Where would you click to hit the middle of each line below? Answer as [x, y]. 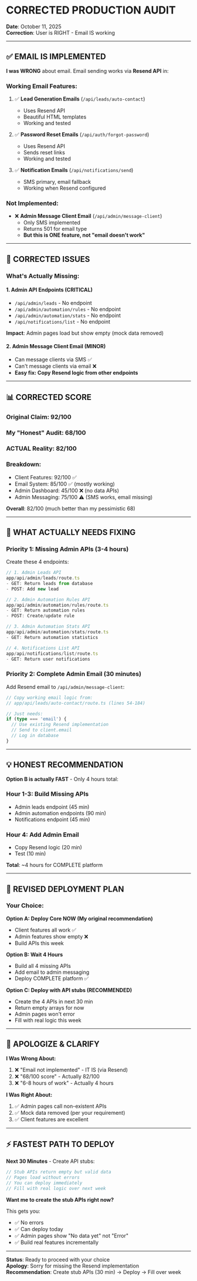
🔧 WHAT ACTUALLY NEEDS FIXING [71, 532]
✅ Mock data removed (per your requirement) [70, 1112]
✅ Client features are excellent [51, 1119]
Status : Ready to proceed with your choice [58, 1259]
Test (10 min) [30, 854]
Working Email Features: [42, 86]
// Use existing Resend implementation [60, 725]
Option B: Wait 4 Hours [35, 954]
